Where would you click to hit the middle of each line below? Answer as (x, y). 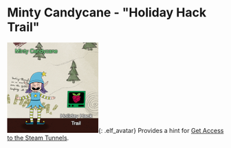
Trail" (23, 27)
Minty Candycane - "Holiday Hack (107, 13)
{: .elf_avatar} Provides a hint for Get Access (161, 130)
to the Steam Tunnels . (38, 138)
